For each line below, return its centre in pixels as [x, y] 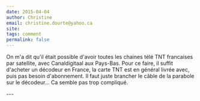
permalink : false [28, 40]
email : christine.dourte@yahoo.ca [50, 23]
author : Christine [29, 17]
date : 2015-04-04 [28, 12]
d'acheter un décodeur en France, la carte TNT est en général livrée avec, [98, 69]
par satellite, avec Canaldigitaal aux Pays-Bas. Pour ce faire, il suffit [89, 63]
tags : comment [24, 34]
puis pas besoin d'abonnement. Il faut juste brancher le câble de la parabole [100, 76]
